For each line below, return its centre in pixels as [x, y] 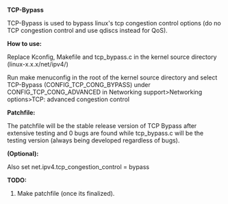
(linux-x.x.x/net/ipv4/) [38, 64]
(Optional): [23, 154]
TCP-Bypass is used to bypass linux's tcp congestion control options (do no [114, 23]
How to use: [25, 43]
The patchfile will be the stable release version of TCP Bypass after [102, 126]
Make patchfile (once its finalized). [66, 193]
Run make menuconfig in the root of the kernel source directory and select [112, 77]
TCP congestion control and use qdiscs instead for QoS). [87, 30]
